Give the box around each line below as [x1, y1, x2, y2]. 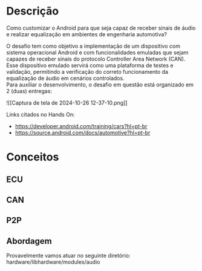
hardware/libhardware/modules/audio [6, 258, 100, 266]
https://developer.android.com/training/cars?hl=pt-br [15, 122, 148, 129]
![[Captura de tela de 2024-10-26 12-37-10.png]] [6, 99, 128, 106]
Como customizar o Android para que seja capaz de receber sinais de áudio [6, 24, 196, 31]
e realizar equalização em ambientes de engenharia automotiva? [6, 30, 168, 38]
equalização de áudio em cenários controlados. [6, 74, 125, 82]
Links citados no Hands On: [6, 111, 75, 118]
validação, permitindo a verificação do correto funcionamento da [6, 68, 168, 75]
